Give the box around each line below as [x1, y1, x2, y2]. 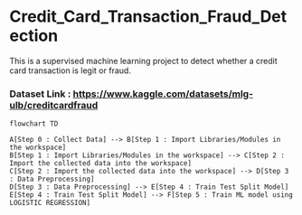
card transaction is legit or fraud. [9, 65, 131, 76]
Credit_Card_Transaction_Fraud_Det [9, 6, 288, 27]
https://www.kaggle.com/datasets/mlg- [72, 88, 254, 100]
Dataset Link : [9, 88, 71, 100]
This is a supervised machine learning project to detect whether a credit [9, 55, 278, 66]
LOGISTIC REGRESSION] [9, 199, 91, 208]
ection [9, 25, 59, 46]
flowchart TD [9, 119, 59, 128]
